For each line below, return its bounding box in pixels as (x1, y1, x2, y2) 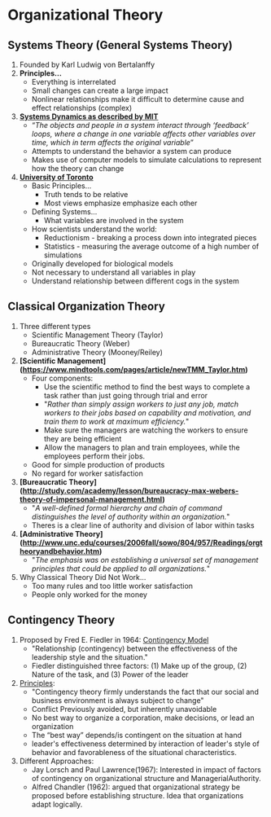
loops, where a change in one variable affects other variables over (31, 129, 256, 138)
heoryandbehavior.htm (19, 546, 99, 556)
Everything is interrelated (31, 77, 116, 86)
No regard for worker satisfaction (31, 468, 143, 478)
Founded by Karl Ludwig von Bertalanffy (19, 59, 155, 69)
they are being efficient (43, 433, 122, 443)
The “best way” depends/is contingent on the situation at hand (31, 730, 242, 740)
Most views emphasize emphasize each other (43, 198, 198, 208)
